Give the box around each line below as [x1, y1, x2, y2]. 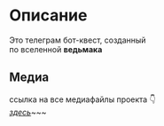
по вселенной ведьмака [9, 43, 103, 54]
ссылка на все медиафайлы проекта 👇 [9, 94, 157, 105]
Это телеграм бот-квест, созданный [9, 35, 146, 45]
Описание [9, 5, 88, 26]
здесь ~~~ [9, 106, 47, 117]
